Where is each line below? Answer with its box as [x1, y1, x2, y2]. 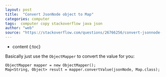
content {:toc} [12, 44, 41, 49]
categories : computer [5, 16, 50, 21]
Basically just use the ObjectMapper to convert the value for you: [5, 53, 135, 59]
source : [5, 30, 21, 35]
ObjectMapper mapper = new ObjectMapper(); [5, 63, 96, 68]
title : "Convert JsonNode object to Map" [5, 12, 94, 17]
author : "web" [5, 26, 35, 31]
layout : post [5, 7, 32, 12]
